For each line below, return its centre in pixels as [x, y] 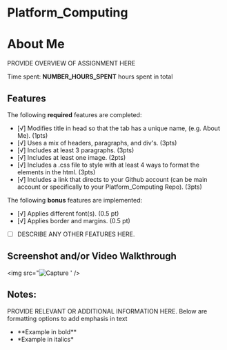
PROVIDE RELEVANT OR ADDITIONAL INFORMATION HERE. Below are [107, 311]
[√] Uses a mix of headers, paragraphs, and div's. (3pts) [97, 143]
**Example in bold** [47, 331]
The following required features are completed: [75, 114]
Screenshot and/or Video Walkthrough [92, 256]
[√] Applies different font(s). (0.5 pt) [68, 213]
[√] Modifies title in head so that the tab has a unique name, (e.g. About [119, 128]
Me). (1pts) [32, 135]
